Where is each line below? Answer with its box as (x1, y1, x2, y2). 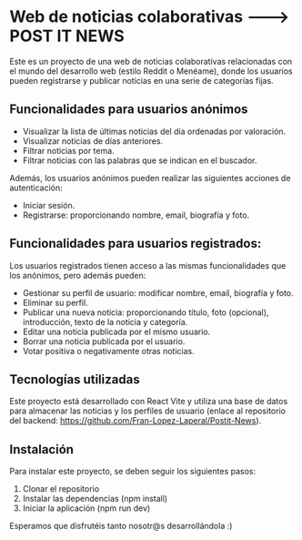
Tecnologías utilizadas (9, 372, 140, 387)
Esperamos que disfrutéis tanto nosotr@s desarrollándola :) (9, 521, 233, 532)
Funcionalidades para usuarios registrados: (9, 236, 262, 251)
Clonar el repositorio (22, 484, 100, 494)
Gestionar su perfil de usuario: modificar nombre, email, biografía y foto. (22, 287, 294, 298)
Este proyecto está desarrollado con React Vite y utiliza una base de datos (9, 396, 288, 407)
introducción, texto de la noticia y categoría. (22, 316, 188, 327)
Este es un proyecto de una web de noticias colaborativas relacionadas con (9, 56, 293, 66)
